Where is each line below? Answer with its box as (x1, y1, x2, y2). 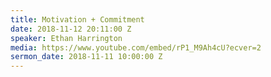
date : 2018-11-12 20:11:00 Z (10, 24, 132, 34)
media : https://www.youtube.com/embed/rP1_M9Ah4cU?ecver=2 (10, 42, 262, 53)
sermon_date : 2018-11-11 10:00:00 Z (10, 52, 163, 62)
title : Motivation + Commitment (10, 14, 145, 25)
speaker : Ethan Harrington (10, 33, 123, 43)
